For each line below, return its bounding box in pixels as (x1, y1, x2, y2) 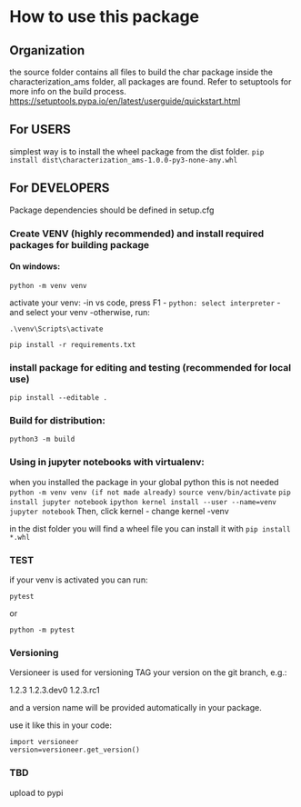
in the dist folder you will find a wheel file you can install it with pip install (9, 523, 291, 533)
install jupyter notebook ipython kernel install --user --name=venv (9, 497, 277, 506)
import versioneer (9, 738, 79, 747)
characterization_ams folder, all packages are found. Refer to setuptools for (9, 76, 292, 87)
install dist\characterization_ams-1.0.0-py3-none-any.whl (9, 155, 238, 164)
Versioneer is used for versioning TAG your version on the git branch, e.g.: (9, 667, 287, 678)
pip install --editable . (9, 394, 107, 403)
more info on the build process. (9, 86, 127, 96)
